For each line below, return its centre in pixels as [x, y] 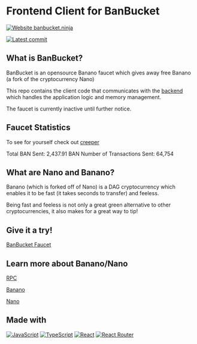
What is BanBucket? [45, 58]
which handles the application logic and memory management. [84, 97]
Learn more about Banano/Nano [67, 263]
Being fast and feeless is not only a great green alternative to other [89, 205]
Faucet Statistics [38, 128]
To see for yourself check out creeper [53, 142]
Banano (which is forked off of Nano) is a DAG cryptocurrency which [91, 187]
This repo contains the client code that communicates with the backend [95, 91]
